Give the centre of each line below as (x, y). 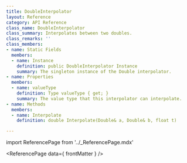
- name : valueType (34, 88)
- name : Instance (33, 60)
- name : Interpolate (36, 115)
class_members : (25, 45)
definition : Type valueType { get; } (63, 93)
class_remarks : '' (28, 39)
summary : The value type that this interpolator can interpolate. (99, 99)
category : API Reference (36, 22)
